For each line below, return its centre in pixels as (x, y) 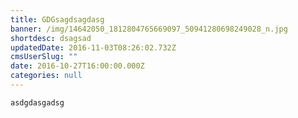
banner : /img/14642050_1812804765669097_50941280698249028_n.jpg (149, 29)
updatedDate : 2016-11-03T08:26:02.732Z (93, 47)
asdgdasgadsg (37, 102)
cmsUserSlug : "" (44, 57)
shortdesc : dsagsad (51, 38)
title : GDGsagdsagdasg (57, 19)
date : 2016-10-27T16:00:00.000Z (77, 66)
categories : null (46, 76)
